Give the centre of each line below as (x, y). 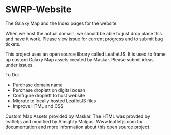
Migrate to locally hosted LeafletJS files (54, 101)
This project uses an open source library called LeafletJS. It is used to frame (86, 54)
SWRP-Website (39, 9)
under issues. (20, 65)
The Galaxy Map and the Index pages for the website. (62, 23)
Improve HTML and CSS (38, 106)
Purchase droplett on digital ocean (49, 90)
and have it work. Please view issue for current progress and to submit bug (84, 39)
